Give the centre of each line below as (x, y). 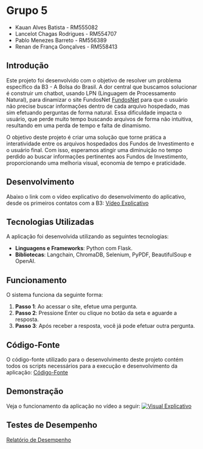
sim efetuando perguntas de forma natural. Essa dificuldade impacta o (94, 112)
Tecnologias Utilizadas (50, 222)
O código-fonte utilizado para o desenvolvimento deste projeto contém (95, 359)
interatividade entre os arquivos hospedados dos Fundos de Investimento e (100, 144)
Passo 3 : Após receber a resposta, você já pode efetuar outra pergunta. (105, 326)
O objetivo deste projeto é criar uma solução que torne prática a (86, 137)
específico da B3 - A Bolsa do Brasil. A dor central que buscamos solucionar (102, 87)
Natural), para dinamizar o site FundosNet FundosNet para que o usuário (97, 99)
